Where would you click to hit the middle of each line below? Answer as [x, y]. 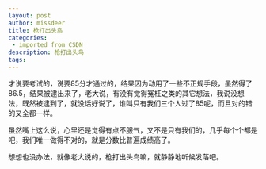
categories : [28, 38]
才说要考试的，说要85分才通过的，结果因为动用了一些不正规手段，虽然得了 [130, 83]
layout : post [30, 15]
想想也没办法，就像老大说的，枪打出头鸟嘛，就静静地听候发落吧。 [116, 156]
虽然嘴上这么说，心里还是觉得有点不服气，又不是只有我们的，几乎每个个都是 [133, 130]
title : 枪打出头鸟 [36, 30]
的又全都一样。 [32, 113]
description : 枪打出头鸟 [46, 52]
